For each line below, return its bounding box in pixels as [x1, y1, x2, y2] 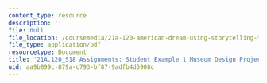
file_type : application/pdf [8, 41, 102, 49]
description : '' [8, 19, 62, 27]
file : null [8, 26, 44, 34]
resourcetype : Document [8, 48, 87, 56]
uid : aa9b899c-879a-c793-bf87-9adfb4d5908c [8, 63, 155, 71]
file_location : [8, 33, 59, 42]
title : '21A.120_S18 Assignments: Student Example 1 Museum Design [8, 56, 237, 64]
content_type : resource [8, 11, 87, 20]
